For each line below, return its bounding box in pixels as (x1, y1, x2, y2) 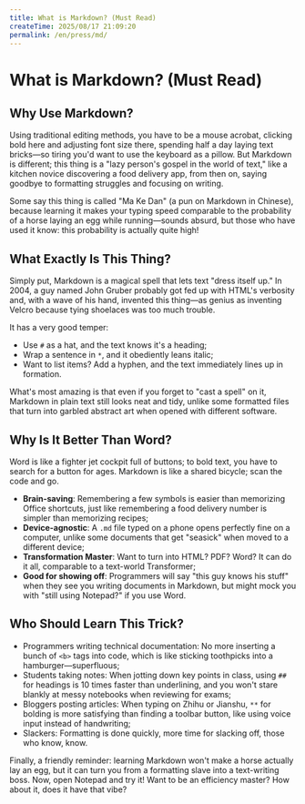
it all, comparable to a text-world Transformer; (22, 561, 196, 572)
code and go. (9, 475, 59, 486)
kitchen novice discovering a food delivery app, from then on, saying (9, 168, 267, 179)
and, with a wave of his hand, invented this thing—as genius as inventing (9, 295, 282, 306)
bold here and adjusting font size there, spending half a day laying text (9, 139, 274, 150)
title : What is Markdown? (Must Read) (9, 13, 157, 23)
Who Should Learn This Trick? (9, 616, 184, 632)
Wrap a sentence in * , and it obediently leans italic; (22, 350, 214, 361)
